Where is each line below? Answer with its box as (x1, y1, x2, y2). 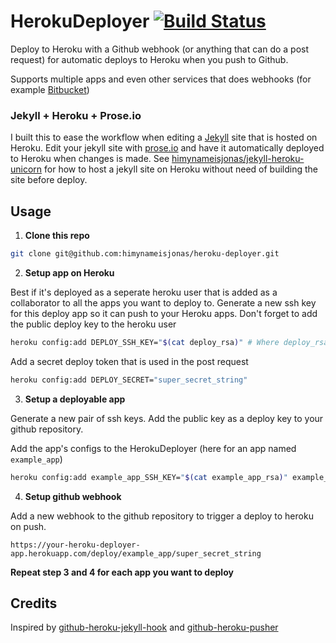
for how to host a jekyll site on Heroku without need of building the (44, 163, 319, 175)
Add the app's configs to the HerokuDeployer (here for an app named (10, 442, 297, 454)
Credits (10, 595, 58, 612)
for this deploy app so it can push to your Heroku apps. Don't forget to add (10, 307, 318, 319)
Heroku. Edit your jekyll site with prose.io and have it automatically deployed (10, 142, 325, 154)
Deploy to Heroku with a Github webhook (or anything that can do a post (10, 43, 310, 55)
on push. (10, 520, 47, 532)
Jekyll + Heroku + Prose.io (10, 108, 142, 122)
